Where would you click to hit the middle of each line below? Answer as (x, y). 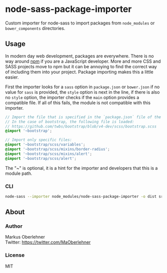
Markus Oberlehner (25, 237)
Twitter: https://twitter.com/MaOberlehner (48, 242)
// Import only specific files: (39, 140)
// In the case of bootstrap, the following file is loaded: (70, 122)
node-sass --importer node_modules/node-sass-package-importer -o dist (81, 196)
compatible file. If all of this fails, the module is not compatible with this (78, 103)
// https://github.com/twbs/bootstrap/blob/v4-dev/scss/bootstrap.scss (81, 126)
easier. (12, 77)
